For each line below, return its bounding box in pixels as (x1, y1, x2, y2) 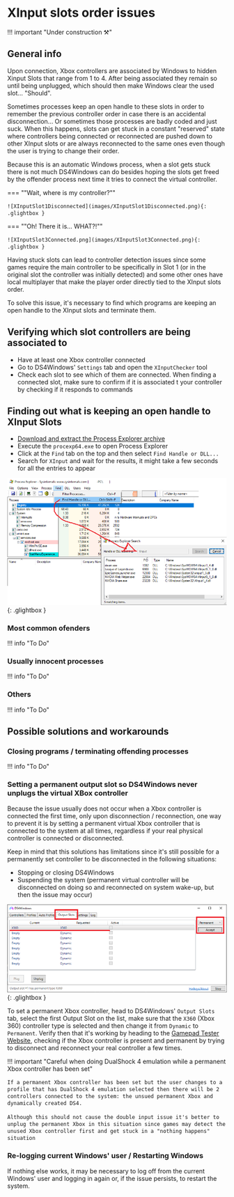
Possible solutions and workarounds (7, 726, 169, 737)
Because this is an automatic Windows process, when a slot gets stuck (7, 160, 211, 169)
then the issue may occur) (17, 890, 93, 899)
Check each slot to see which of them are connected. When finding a (17, 370, 217, 379)
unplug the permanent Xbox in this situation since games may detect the (7, 1121, 226, 1128)
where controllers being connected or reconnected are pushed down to (7, 132, 212, 140)
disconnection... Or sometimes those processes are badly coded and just (7, 117, 217, 125)
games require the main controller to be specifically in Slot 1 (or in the (7, 263, 207, 271)
